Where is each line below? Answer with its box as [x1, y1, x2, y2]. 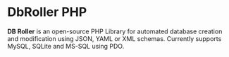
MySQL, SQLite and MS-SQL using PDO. [7, 42, 125, 50]
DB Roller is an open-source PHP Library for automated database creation [7, 27, 223, 35]
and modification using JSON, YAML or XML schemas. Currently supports [7, 34, 222, 42]
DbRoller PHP [7, 4, 87, 20]
